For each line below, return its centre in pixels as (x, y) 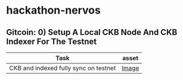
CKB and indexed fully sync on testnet (63, 68)
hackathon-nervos (54, 10)
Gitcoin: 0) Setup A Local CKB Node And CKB (92, 32)
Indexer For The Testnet (52, 41)
